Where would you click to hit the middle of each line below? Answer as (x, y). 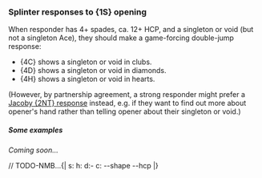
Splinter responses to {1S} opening (77, 12)
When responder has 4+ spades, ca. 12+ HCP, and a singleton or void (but (131, 30)
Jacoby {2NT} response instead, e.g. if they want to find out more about (127, 103)
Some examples (36, 130)
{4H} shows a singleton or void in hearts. (87, 79)
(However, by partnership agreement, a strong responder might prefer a (127, 95)
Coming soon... (33, 150)
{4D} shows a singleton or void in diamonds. (93, 71)
